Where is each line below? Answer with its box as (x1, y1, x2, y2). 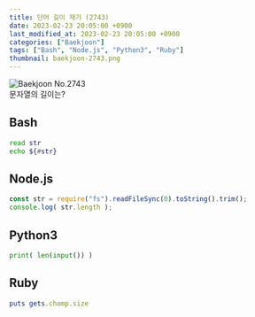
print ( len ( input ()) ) (9, 251, 93, 259)
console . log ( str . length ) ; (9, 203, 113, 213)
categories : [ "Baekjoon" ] (9, 37, 104, 47)
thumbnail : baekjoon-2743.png (9, 54, 121, 63)
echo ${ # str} (9, 147, 58, 156)
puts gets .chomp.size (9, 298, 89, 308)
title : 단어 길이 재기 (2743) (9, 12, 110, 22)
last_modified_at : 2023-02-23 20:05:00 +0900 (9, 29, 180, 38)
